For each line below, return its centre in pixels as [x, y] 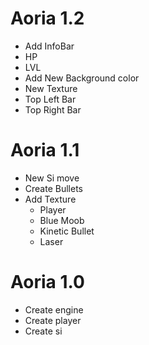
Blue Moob [62, 220]
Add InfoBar [49, 46]
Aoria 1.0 [47, 282]
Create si [43, 331]
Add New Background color [82, 78]
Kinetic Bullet [67, 231]
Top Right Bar [53, 109]
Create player [53, 320]
